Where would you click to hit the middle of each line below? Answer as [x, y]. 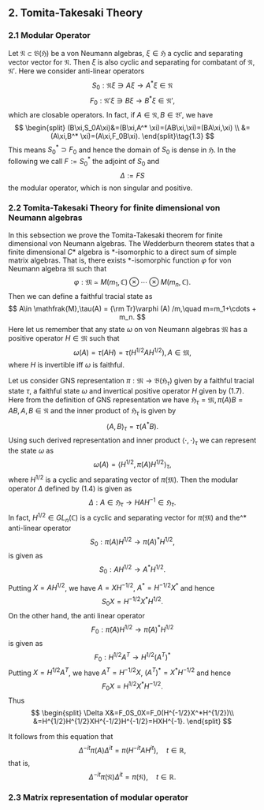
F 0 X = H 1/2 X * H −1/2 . [132, 686]
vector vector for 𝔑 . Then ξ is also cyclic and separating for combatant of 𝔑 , [132, 62]
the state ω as [31, 450]
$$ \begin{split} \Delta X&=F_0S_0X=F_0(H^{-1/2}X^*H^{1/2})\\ [132, 712]
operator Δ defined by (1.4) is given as [70, 489]
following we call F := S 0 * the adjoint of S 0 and [84, 162]
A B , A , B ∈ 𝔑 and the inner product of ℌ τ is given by [92, 411]
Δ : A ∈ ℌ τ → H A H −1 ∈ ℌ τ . [132, 502]
